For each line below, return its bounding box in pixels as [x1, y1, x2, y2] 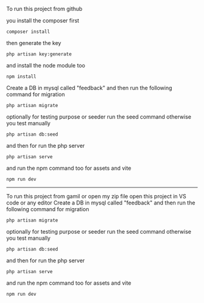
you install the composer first [6, 17, 80, 24]
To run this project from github [6, 5, 83, 12]
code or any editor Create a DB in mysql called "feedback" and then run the [6, 199, 195, 206]
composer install [6, 29, 50, 35]
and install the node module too [6, 62, 86, 69]
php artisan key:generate [6, 51, 72, 57]
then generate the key [6, 40, 62, 46]
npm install [6, 74, 36, 80]
